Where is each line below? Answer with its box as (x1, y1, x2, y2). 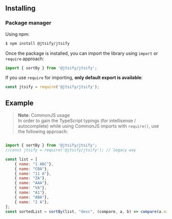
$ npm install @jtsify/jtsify (5, 41, 70, 46)
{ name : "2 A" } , (14, 199, 50, 205)
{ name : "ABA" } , (14, 194, 50, 200)
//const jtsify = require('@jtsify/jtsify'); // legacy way (5, 148, 137, 153)
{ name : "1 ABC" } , (14, 161, 54, 166)
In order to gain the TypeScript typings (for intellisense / (17, 117, 136, 124)
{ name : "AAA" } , (14, 181, 50, 186)
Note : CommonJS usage (17, 112, 70, 118)
